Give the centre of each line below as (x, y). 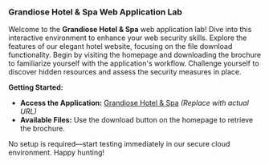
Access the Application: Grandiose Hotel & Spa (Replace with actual (134, 103)
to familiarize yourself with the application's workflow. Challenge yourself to (134, 63)
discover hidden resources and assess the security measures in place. (125, 72)
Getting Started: (36, 87)
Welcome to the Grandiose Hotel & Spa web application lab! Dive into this (130, 30)
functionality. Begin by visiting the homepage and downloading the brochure (135, 55)
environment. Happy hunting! (57, 153)
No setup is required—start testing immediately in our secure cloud (119, 144)
